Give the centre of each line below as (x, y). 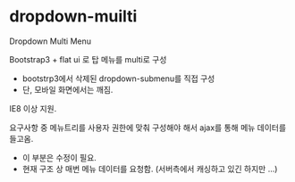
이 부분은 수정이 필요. (59, 157)
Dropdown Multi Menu (51, 41)
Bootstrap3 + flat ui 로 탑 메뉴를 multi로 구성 (88, 59)
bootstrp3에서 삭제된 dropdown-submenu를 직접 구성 (118, 79)
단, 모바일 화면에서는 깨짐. (67, 89)
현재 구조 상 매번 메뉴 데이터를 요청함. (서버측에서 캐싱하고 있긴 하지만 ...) (150, 169)
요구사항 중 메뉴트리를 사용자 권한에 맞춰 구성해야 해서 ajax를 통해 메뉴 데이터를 (148, 128)
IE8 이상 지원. (33, 108)
